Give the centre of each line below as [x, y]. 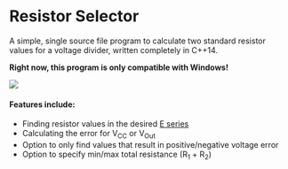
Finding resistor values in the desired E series [105, 124]
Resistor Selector [74, 16]
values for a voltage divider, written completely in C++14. [114, 50]
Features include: [42, 104]
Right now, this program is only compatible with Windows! [119, 67]
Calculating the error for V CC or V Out [88, 134]
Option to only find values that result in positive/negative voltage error [150, 144]
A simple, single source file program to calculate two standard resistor [138, 41]
